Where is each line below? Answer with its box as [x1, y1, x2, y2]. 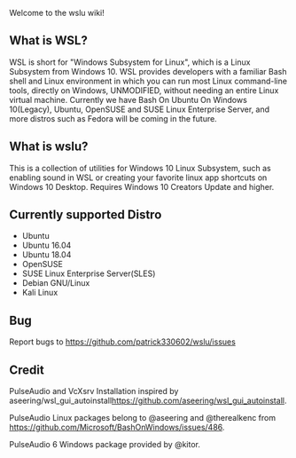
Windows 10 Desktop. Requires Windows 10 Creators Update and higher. [9, 181, 275, 192]
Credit [9, 362, 44, 377]
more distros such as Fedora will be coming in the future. [9, 113, 217, 123]
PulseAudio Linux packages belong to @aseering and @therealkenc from [9, 413, 277, 423]
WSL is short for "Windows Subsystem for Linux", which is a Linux [9, 57, 251, 67]
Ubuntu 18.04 [21, 249, 72, 260]
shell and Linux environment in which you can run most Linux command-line [9, 75, 288, 86]
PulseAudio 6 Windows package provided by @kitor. [9, 439, 201, 450]
